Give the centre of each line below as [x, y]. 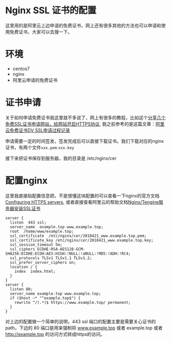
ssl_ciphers [23, 249]
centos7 [21, 69]
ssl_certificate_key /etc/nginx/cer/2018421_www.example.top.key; [82, 240]
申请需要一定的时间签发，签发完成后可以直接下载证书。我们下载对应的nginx [85, 141]
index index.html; [35, 271]
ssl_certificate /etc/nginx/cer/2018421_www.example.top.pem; [78, 236]
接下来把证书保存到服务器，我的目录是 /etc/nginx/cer [61, 158]
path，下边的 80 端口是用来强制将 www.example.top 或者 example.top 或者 [84, 328]
